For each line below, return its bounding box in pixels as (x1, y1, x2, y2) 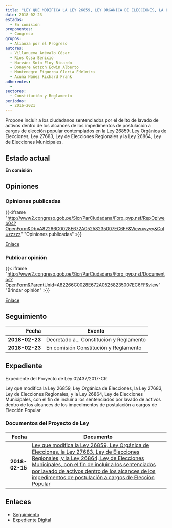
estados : (5, 17, 24, 22)
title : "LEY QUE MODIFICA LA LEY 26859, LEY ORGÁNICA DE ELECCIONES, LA (5, 7, 164, 13)
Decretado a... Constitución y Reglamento (46, 336, 146, 343)
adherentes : (5, 79, 31, 84)
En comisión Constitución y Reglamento (46, 344, 142, 351)
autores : (5, 46, 24, 51)
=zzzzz (5, 231, 21, 237)
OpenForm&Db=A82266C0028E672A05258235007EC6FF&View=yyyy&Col (5, 225, 164, 231)
